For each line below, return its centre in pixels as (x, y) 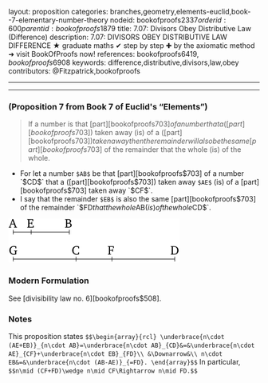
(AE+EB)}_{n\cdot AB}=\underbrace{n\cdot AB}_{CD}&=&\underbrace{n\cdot (132, 345)
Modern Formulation (49, 281)
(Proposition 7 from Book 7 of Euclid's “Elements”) (108, 106)
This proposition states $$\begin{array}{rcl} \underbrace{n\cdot (116, 336)
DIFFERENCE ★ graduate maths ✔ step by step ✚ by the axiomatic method (132, 46)
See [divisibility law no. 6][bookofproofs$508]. (85, 298)
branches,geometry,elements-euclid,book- (181, 12)
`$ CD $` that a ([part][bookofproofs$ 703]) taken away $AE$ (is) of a (129, 182)
